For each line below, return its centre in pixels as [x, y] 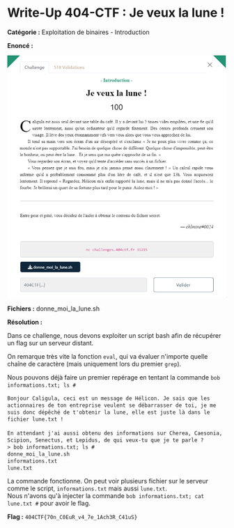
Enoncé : [20, 45]
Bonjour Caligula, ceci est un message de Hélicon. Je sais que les [109, 398]
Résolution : [25, 323]
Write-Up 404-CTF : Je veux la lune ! [116, 13]
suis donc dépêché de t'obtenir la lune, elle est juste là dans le [109, 412]
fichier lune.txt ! [36, 419]
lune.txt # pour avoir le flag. [49, 504]
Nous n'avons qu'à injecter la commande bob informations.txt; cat [106, 496]
